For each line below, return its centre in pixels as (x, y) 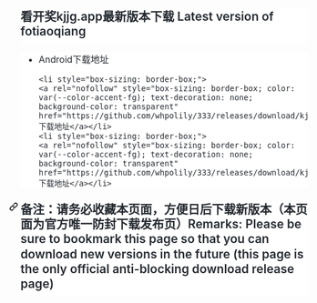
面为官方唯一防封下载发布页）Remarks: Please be (161, 224)
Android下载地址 (74, 59)
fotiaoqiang (53, 31)
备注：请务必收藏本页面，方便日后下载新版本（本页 (164, 209)
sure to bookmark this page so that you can (145, 239)
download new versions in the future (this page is (162, 254)
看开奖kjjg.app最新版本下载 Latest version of (147, 16)
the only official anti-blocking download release (158, 269)
